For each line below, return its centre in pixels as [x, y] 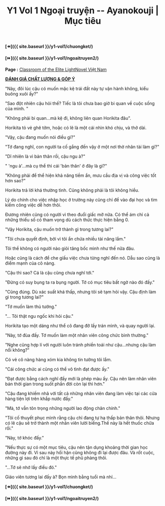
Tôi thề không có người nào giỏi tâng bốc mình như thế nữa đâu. [70, 248]
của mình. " [17, 109]
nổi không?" [17, 350]
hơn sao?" [16, 181]
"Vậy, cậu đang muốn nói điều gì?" [40, 137]
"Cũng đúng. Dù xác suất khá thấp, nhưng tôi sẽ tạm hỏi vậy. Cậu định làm [81, 292]
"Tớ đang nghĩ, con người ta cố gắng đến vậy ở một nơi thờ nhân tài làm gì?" [82, 147]
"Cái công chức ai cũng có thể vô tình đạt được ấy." [57, 369]
